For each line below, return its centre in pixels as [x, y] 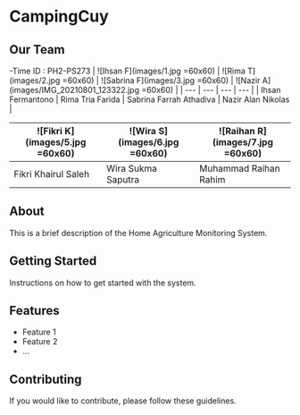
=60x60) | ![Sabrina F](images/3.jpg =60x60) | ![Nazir [161, 80]
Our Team [37, 50]
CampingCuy [59, 17]
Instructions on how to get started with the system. [103, 283]
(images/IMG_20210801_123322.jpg [75, 90]
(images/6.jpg [149, 142]
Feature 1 [39, 332]
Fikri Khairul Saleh [52, 174]
